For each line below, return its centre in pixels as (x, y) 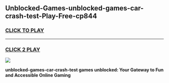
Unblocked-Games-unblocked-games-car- (74, 8)
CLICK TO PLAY (25, 31)
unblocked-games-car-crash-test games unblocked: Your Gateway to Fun (84, 69)
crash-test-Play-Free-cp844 (51, 16)
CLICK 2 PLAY (23, 49)
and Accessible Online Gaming (38, 75)
